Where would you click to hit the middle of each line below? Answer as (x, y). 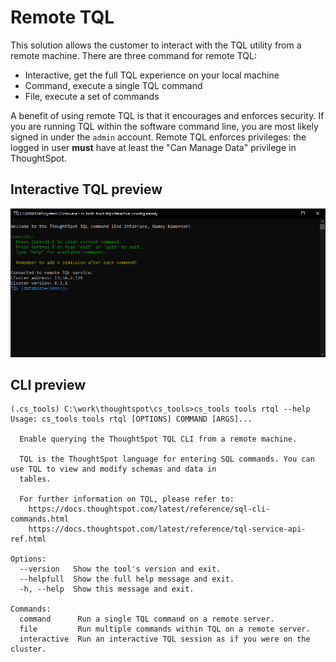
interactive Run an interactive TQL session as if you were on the (165, 639)
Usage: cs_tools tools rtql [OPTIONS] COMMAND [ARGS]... (131, 419)
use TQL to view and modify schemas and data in (113, 469)
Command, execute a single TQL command (113, 85)
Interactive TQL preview (86, 189)
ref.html (28, 539)
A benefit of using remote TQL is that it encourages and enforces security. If (167, 115)
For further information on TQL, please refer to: (127, 499)
